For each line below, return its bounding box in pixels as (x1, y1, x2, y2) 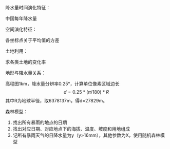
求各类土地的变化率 (5, 59, 46, 65)
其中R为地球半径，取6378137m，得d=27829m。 (5, 98, 108, 103)
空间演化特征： (5, 26, 37, 32)
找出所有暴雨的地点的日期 (12, 119, 67, 125)
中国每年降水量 (5, 15, 37, 22)
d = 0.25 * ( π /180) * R (63, 89, 109, 95)
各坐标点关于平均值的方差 (5, 37, 60, 43)
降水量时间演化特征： (5, 5, 50, 10)
